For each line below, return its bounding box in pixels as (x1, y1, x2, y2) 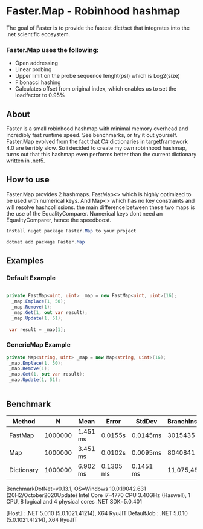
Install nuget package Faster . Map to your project (6, 228, 137, 234)
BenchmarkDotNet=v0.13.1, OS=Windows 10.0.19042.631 (6, 485, 146, 492)
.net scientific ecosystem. (6, 30, 71, 37)
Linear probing (14, 66, 52, 73)
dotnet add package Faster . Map (6, 239, 85, 245)
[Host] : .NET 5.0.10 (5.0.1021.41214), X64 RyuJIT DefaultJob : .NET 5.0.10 (6, 509, 188, 517)
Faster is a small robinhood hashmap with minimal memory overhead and (6, 125, 188, 132)
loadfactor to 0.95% (14, 92, 65, 99)
